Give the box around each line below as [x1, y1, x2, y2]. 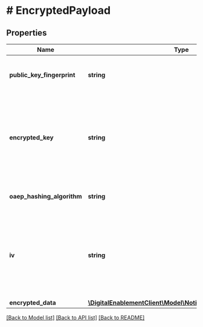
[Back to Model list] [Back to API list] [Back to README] [6, 314, 145, 321]
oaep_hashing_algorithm [9, 192, 83, 200]
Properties [6, 28, 47, 38]
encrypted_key [9, 133, 54, 142]
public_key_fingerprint [9, 71, 76, 79]
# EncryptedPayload [6, 4, 111, 17]
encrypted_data [9, 299, 56, 306]
